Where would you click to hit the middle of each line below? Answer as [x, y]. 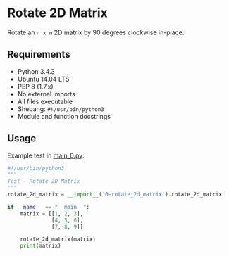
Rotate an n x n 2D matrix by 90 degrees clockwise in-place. [96, 32]
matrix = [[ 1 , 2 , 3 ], [51, 213]
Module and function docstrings [64, 116]
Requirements [39, 55]
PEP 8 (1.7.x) [36, 87]
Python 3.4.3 [36, 71]
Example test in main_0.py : [46, 155]
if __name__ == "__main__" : [49, 207]
